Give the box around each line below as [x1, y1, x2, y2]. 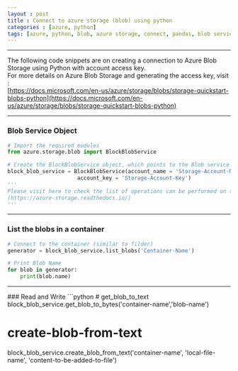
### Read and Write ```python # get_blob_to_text [7, 292, 149, 301]
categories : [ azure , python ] [7, 23, 97, 31]
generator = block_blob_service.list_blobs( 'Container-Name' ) [7, 247, 195, 254]
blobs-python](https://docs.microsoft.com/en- [7, 94, 143, 103]
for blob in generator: [7, 267, 78, 274]
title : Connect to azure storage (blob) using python [7, 17, 173, 24]
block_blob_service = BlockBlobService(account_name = [7, 168, 173, 175]
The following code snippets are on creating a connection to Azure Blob [7, 56, 217, 65]
